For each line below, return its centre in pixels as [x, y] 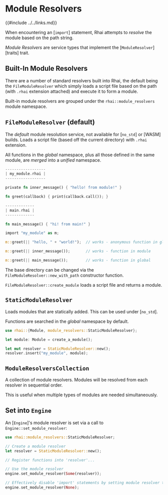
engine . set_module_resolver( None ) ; [42, 487]
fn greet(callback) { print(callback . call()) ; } [57, 197]
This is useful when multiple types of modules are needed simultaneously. [81, 395]
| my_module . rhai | [25, 174]
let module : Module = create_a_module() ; [49, 339]
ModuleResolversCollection [47, 368]
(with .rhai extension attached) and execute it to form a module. [72, 91]
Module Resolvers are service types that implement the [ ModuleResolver [79, 47]
